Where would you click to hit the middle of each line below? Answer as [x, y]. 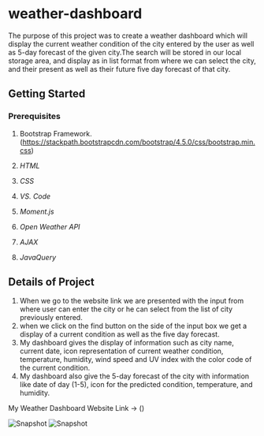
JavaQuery [38, 257]
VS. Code [35, 196]
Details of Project [51, 282]
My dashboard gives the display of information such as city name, [126, 343]
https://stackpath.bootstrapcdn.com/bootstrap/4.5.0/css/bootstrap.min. [139, 142]
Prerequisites [34, 117]
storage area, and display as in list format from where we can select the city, [132, 61]
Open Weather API [50, 226]
